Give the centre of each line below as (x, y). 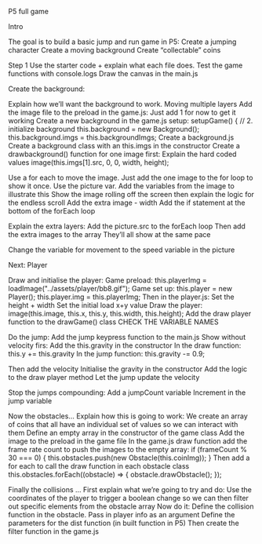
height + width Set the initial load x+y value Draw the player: (106, 305)
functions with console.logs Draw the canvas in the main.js (103, 73)
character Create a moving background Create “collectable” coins (115, 50)
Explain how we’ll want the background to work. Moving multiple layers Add (130, 104)
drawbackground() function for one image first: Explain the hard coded (122, 154)
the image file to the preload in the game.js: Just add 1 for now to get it (122, 112)
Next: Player (28, 265)
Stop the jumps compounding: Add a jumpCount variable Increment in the (127, 392)
